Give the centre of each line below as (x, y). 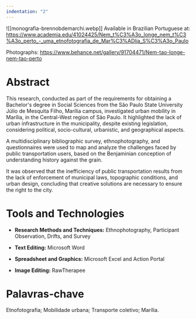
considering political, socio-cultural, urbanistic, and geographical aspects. (96, 129)
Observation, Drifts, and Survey (52, 236)
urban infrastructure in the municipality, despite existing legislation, (87, 123)
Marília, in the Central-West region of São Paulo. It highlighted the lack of (94, 117)
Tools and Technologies (65, 214)
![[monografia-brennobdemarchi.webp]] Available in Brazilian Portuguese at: (98, 28)
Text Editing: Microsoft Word (49, 247)
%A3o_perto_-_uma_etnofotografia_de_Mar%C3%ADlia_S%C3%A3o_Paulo (97, 41)
